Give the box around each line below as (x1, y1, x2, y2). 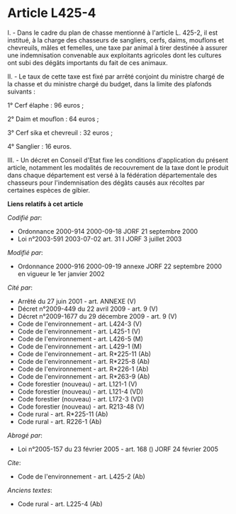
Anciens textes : (7, 486, 53, 494)
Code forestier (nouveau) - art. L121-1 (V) (17, 379, 137, 388)
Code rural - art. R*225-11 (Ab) (17, 409, 108, 418)
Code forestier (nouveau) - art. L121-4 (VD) (17, 387, 144, 396)
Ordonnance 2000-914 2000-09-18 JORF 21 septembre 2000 (17, 227, 198, 235)
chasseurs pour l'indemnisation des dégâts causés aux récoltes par (7, 178, 205, 187)
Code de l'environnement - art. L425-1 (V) (17, 327, 141, 336)
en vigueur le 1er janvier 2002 (17, 269, 105, 278)
